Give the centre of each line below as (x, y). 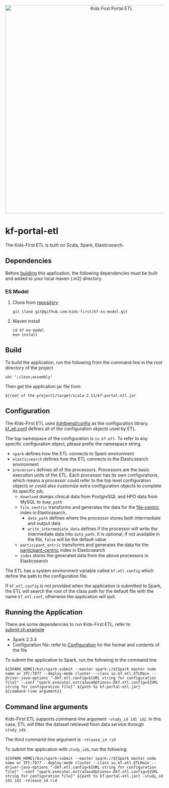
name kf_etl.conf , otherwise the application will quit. (61, 596)
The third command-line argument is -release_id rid (61, 740)
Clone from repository (35, 302)
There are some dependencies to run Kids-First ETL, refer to (68, 624)
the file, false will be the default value (67, 539)
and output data (44, 523)
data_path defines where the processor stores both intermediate (94, 518)
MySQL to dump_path (41, 502)
